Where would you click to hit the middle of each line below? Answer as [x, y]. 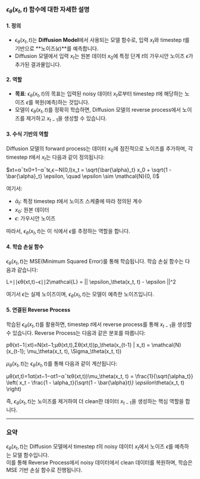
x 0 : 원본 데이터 [32, 210]
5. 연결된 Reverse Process [38, 310]
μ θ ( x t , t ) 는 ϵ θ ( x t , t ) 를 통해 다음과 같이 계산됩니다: [62, 364]
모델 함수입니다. [31, 455]
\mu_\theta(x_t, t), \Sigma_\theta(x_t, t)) [74, 351]
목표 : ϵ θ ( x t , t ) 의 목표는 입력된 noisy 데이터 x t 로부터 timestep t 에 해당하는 [99, 94]
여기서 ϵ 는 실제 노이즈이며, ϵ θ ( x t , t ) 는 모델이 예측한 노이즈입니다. [80, 295]
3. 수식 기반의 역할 [27, 134]
